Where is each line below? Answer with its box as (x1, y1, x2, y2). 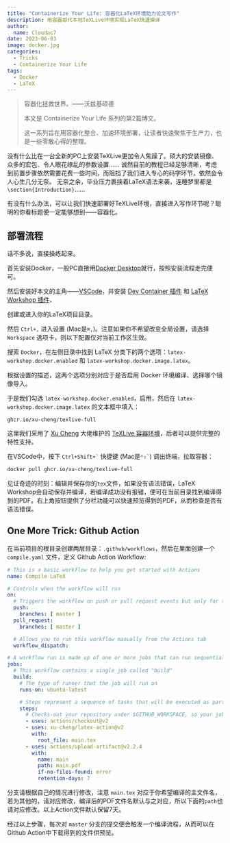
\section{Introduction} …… (7, 186, 86, 194)
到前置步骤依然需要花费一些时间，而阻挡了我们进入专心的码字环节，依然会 (7, 169, 217, 177)
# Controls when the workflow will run (7, 585, 121, 592)
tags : (7, 67, 23, 74)
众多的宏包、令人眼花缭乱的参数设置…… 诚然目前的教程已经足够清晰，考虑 (7, 160, 218, 168)
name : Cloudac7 (13, 29, 57, 36)
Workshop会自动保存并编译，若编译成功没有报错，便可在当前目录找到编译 (7, 488, 216, 496)
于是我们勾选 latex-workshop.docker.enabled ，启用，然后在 (7, 394, 176, 403)
